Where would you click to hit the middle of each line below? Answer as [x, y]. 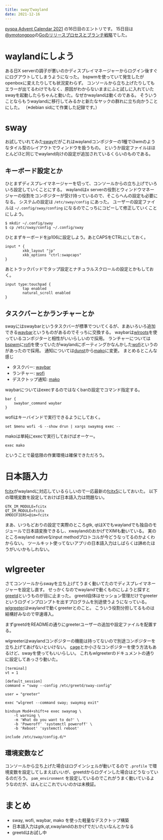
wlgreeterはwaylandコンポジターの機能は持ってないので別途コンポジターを [80, 641]
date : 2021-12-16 [23, 14]
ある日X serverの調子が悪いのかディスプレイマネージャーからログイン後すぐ [81, 71]
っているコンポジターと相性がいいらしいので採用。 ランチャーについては [78, 338]
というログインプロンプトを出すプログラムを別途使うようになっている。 [77, 601]
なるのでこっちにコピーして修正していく [108, 208]
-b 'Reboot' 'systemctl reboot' [46, 728]
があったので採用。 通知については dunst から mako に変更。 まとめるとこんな [81, 351]
